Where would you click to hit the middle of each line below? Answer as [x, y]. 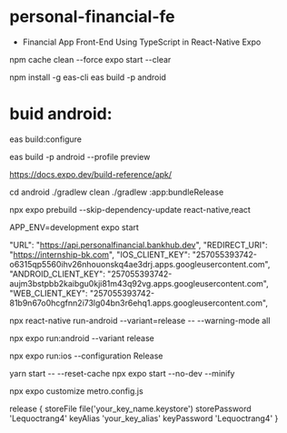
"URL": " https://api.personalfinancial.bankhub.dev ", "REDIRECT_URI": [139, 245]
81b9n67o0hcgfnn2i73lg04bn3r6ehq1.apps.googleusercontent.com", [139, 303]
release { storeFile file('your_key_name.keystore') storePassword [130, 408]
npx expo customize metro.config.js [76, 391]
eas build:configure [46, 139]
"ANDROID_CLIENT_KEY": [58, 274]
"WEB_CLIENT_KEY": [49, 293]
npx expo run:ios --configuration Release [86, 356]
